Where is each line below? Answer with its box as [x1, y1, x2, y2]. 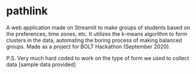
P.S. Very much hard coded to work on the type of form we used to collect [6, 54, 189, 61]
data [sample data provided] [6, 61, 76, 68]
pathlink [6, 4, 48, 18]
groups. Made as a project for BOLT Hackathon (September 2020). [6, 43, 171, 50]
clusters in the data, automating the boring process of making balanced [6, 36, 182, 44]
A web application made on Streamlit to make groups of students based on [6, 24, 190, 31]
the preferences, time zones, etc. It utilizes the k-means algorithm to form [6, 30, 188, 37]
